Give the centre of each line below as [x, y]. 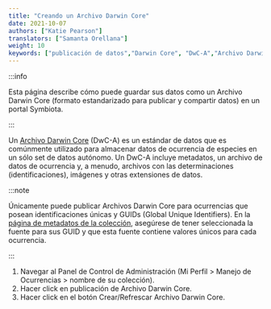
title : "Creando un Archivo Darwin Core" [79, 16]
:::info [18, 76]
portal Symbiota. [36, 109]
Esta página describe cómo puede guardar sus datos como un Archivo [125, 92]
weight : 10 [27, 46]
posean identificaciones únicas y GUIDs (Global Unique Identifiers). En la [129, 214]
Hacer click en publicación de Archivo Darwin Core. [106, 288]
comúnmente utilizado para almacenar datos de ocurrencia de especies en [133, 149]
